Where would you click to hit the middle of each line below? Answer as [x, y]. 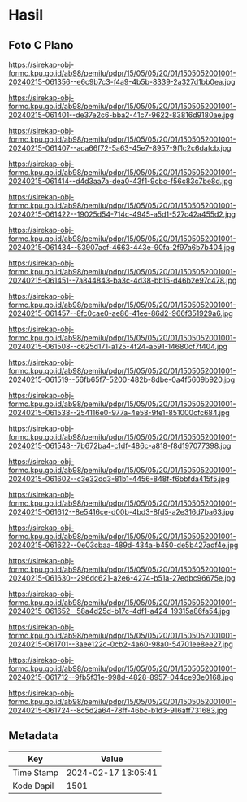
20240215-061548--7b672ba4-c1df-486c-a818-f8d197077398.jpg [120, 446]
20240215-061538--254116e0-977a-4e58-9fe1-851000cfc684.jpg [119, 412]
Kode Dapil [33, 786]
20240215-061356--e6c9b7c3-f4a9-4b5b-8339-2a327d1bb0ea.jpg [122, 82]
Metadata [33, 736]
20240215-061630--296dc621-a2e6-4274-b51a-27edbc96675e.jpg [122, 578]
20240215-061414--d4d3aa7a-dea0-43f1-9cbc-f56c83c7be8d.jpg [121, 181]
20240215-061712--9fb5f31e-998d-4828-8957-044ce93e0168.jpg [121, 677]
